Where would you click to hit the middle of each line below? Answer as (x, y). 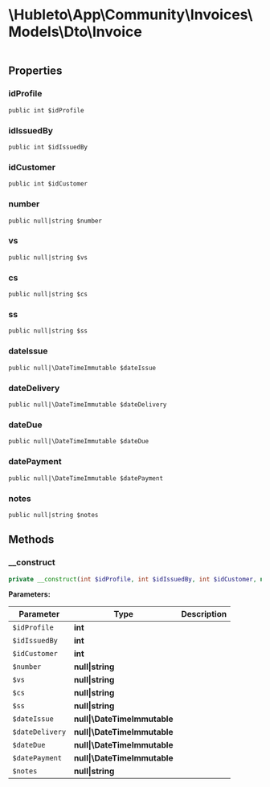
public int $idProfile (46, 110)
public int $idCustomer (48, 184)
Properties (35, 71)
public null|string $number (55, 221)
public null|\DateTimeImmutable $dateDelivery (88, 405)
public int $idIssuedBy (48, 147)
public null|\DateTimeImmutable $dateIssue (82, 368)
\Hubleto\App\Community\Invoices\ (131, 15)
